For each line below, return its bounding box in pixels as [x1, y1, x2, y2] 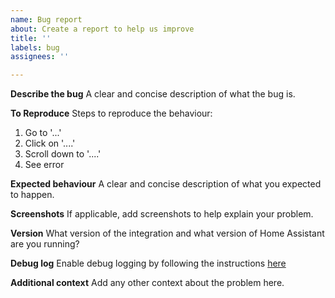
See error [24, 159, 65, 171]
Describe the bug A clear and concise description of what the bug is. [10, 88, 296, 100]
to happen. [10, 189, 55, 201]
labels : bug [10, 42, 60, 53]
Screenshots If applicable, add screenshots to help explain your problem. [10, 208, 314, 220]
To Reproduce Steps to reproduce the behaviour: [10, 107, 213, 120]
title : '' [10, 33, 52, 43]
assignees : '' [10, 52, 70, 62]
